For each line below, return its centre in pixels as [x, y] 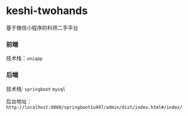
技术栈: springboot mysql [36, 88]
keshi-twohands [47, 11]
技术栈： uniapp [24, 58]
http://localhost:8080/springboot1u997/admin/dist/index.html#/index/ [94, 107]
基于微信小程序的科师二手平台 [42, 28]
